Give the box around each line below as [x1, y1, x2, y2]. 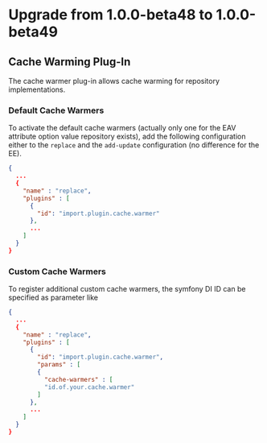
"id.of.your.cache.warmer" [43, 383, 135, 391]
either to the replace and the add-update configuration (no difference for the [8, 140, 260, 150]
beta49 [8, 23, 59, 41]
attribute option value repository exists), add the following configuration [8, 131, 246, 142]
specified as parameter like [8, 292, 99, 303]
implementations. [8, 85, 66, 94]
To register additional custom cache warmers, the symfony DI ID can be [8, 284, 246, 294]
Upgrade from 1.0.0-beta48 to [8, 6, 213, 24]
